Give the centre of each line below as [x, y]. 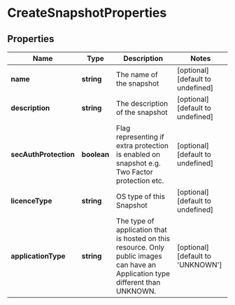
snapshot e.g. [138, 163]
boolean [95, 154]
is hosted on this [143, 238]
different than [138, 282]
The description [142, 103]
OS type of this [141, 196]
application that [142, 230]
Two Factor [135, 172]
